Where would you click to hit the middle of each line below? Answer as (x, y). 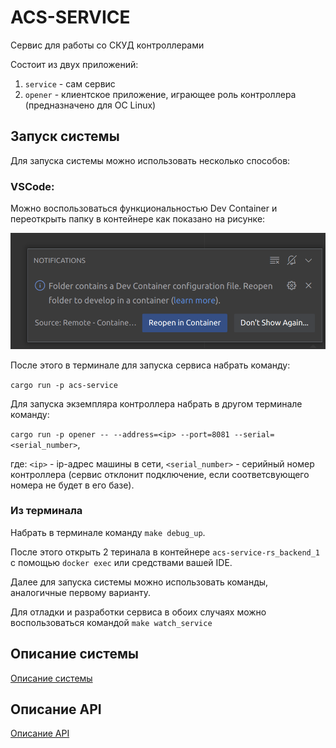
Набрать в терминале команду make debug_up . (108, 532)
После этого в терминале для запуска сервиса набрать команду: (150, 365)
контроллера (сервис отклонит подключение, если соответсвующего (160, 474)
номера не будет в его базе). (72, 485)
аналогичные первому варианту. (81, 592)
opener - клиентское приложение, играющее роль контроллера (160, 94)
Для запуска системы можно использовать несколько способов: (150, 160)
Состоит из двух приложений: (74, 64)
